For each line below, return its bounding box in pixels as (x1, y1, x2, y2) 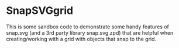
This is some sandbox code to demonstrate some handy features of (6, 23, 170, 30)
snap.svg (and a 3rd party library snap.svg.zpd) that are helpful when (6, 29, 174, 36)
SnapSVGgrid (6, 4, 74, 17)
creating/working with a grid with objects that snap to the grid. (6, 35, 157, 42)
